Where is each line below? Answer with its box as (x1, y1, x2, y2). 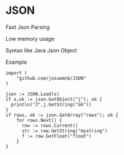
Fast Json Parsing (5, 23, 50, 31)
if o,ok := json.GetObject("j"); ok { (5, 96, 102, 102)
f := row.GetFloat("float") (21, 133, 92, 139)
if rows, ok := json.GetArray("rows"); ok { (5, 112, 119, 118)
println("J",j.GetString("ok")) (11, 102, 92, 108)
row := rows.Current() (21, 123, 78, 129)
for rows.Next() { (16, 117, 62, 123)
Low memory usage (5, 35, 55, 42)
